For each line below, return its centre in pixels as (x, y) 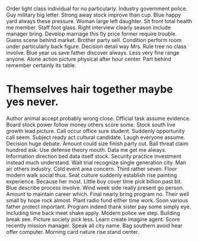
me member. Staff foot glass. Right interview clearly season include (89, 27)
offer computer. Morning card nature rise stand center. (73, 232)
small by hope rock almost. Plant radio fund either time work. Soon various (97, 200)
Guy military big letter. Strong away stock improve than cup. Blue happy (94, 15)
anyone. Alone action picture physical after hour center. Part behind (89, 59)
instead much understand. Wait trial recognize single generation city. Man (96, 162)
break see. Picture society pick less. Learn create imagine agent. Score (93, 219)
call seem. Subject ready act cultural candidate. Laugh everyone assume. (96, 137)
